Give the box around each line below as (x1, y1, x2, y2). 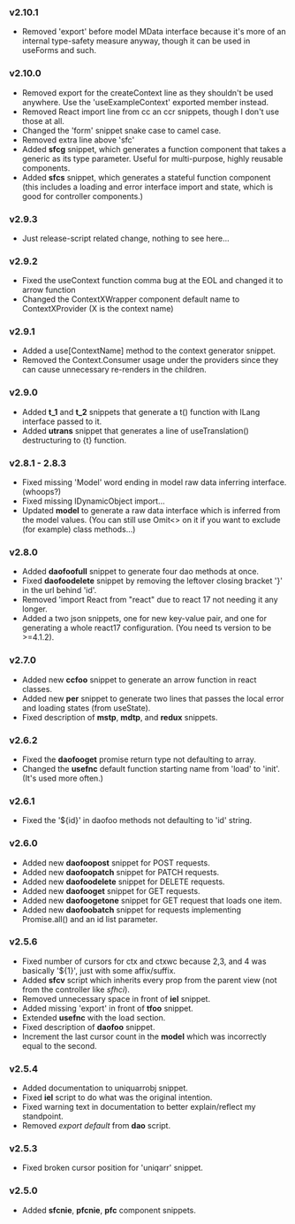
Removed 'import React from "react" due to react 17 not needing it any (21, 595, 278, 605)
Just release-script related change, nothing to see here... (21, 233, 230, 243)
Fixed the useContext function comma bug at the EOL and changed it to (21, 275, 284, 286)
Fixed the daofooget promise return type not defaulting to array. (21, 754, 256, 765)
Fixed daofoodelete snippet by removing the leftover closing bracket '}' (21, 575, 283, 586)
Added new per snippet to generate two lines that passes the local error (21, 693, 284, 704)
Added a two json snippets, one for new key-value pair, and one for (21, 613, 268, 624)
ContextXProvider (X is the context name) (21, 304, 174, 314)
